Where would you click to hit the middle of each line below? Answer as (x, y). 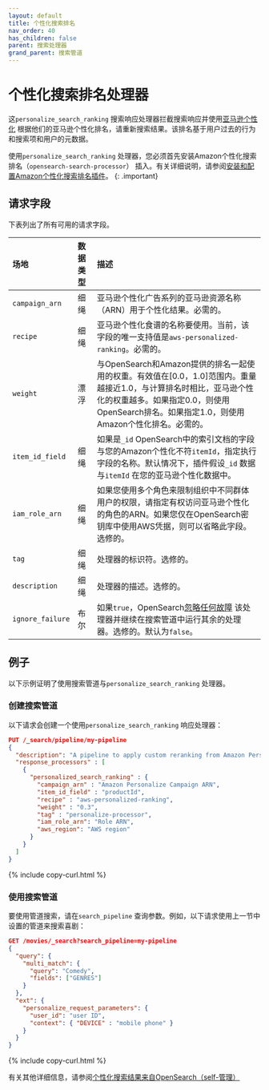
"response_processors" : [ (60, 762)
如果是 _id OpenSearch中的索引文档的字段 (175, 439)
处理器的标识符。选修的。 (145, 559)
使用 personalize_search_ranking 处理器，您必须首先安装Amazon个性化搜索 (133, 155)
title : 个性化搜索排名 (42, 23)
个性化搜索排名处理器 (79, 95)
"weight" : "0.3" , (68, 807)
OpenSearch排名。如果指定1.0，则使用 (171, 412)
